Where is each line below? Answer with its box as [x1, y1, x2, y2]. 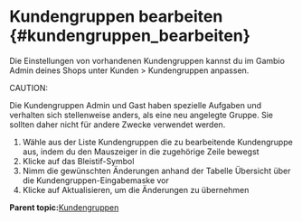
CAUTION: [9, 82, 48, 93]
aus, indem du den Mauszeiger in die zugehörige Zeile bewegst [22, 146, 260, 157]
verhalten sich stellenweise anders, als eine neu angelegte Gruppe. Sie [9, 109, 274, 120]
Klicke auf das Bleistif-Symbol [22, 155, 135, 166]
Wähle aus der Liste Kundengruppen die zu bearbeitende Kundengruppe [22, 136, 294, 147]
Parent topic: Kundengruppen [9, 201, 119, 213]
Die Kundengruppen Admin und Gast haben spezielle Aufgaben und [9, 99, 262, 110]
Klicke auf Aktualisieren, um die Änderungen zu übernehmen [22, 184, 250, 195]
